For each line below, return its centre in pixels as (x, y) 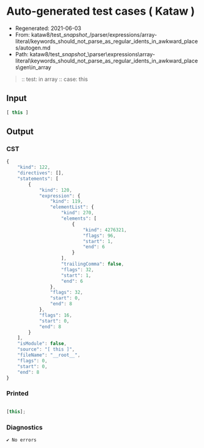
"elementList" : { (72, 207)
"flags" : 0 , (32, 360)
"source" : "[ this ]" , (46, 349)
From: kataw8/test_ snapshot (51, 34)
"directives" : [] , (41, 173)
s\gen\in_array (33, 67)
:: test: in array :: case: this (55, 79)
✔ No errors (21, 440)
